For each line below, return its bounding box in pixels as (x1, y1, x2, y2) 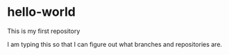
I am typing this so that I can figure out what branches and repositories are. (7, 40, 223, 48)
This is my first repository (7, 27, 80, 35)
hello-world (7, 4, 76, 20)
